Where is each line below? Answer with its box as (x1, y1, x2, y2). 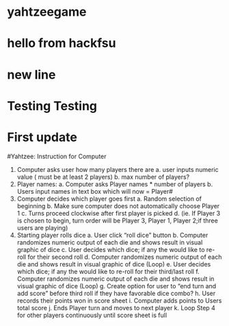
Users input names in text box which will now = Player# (16, 187, 173, 195)
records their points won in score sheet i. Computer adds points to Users (16, 296, 222, 305)
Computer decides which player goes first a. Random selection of (16, 195, 202, 203)
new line (7, 66, 56, 82)
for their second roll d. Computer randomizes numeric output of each (27, 253, 222, 261)
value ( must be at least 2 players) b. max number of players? (16, 173, 190, 181)
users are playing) (16, 223, 68, 231)
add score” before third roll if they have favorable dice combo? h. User (16, 289, 216, 297)
